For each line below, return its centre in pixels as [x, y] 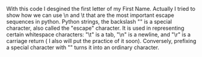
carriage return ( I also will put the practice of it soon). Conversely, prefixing [101, 41]
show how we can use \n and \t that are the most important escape [90, 15]
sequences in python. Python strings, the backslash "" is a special [89, 22]
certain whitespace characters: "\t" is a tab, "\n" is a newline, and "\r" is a [99, 35]
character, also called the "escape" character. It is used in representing [95, 28]
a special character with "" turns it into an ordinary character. [83, 47]
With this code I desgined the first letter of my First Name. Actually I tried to [101, 9]
